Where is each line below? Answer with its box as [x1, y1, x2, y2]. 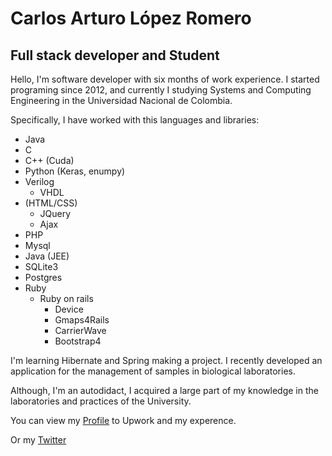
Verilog [24, 176, 55, 187]
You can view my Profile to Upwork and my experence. [10, 415, 237, 426]
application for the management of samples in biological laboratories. [10, 365, 297, 377]
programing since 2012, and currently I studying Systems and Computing [10, 84, 312, 96]
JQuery [39, 208, 72, 219]
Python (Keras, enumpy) [24, 165, 126, 177]
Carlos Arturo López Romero [10, 7, 252, 30]
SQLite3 [24, 261, 59, 272]
